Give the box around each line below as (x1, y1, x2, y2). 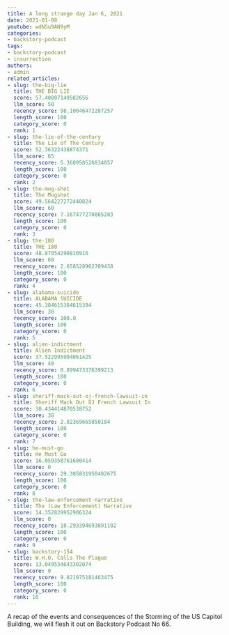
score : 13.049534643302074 (13, 561, 92, 568)
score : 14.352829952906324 (13, 510, 92, 517)
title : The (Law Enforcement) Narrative (13, 503, 132, 510)
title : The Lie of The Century (13, 140, 104, 147)
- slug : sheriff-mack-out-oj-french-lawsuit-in (7, 392, 148, 399)
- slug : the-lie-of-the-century (7, 133, 101, 140)
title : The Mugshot (13, 192, 70, 199)
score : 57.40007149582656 (13, 95, 89, 102)
